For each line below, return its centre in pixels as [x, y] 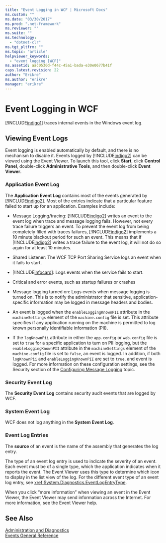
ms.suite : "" [19, 33]
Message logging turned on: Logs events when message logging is [81, 291]
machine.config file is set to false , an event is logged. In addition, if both [86, 353]
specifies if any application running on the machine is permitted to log [84, 322]
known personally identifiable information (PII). [60, 328]
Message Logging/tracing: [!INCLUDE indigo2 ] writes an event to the [82, 216]
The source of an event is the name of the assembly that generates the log [82, 446]
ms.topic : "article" [27, 51]
